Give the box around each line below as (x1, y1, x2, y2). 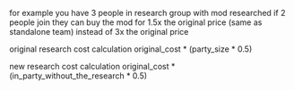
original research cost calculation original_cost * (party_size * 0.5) (9, 44, 253, 54)
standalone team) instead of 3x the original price (9, 27, 189, 37)
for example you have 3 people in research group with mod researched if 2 (9, 8, 286, 18)
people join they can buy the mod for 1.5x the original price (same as (9, 17, 263, 28)
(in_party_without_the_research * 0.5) (9, 70, 148, 81)
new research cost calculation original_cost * (9, 61, 176, 71)
